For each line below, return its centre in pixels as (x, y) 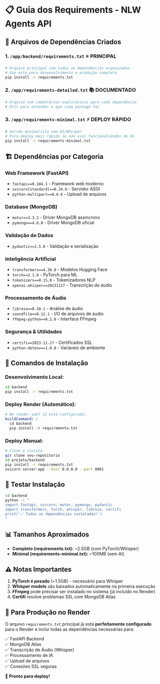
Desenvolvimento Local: (34, 377)
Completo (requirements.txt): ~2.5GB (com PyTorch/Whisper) (76, 549)
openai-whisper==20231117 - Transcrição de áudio (62, 285)
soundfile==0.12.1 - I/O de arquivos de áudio (58, 314)
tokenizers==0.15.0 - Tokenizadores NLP (54, 280)
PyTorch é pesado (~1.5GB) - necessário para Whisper (68, 581)
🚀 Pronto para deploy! (28, 676)
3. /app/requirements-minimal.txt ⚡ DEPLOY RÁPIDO (68, 120)
